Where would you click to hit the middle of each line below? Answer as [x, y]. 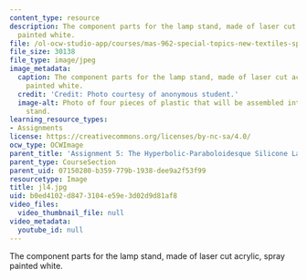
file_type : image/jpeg [53, 60]
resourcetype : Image [49, 179]
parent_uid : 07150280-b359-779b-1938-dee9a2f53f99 [108, 171]
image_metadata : [40, 69]
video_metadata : [40, 221]
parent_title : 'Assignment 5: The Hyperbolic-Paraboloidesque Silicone [148, 153]
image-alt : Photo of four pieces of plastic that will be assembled [151, 103]
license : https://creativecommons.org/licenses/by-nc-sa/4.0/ [130, 137]
